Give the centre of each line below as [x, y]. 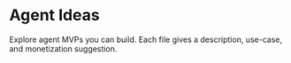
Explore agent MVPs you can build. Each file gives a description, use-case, [146, 39]
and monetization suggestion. [63, 48]
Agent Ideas [54, 15]
